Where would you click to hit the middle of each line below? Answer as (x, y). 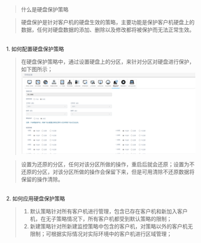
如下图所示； (37, 69)
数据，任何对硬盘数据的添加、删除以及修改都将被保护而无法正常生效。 (108, 30)
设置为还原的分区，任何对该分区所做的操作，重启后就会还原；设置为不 (108, 164)
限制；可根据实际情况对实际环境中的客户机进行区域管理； (101, 234)
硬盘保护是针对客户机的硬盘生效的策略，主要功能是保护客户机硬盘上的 (108, 22)
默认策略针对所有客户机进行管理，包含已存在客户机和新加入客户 (109, 211)
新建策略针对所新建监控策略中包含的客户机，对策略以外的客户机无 (111, 226)
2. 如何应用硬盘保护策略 (36, 198)
